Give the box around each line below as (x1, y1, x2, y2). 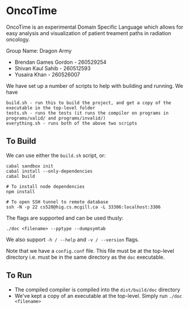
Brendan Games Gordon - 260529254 (14, 59, 107, 66)
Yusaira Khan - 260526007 (14, 71, 80, 78)
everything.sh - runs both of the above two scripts (6, 120, 138, 126)
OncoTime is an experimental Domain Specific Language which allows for (6, 23, 184, 30)
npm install (6, 188, 35, 194)
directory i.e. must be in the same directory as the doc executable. (6, 253, 165, 260)
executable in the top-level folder (6, 105, 95, 111)
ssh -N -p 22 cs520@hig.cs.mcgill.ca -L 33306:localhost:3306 (6, 204, 161, 210)
